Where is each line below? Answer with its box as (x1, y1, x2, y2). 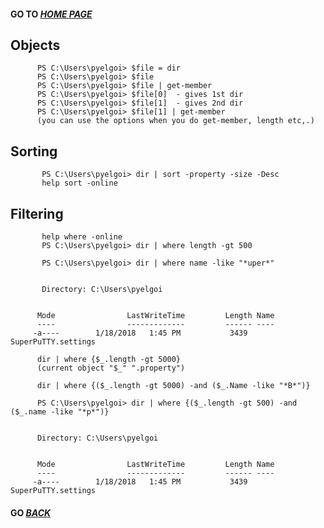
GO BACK (10, 506, 52, 519)
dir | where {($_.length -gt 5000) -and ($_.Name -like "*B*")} (36, 381, 311, 391)
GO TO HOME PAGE (10, 8, 93, 20)
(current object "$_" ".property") (36, 363, 186, 374)
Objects (10, 36, 61, 54)
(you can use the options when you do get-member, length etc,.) (36, 116, 315, 126)
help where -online (41, 232, 123, 242)
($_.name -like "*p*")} (10, 407, 110, 417)
